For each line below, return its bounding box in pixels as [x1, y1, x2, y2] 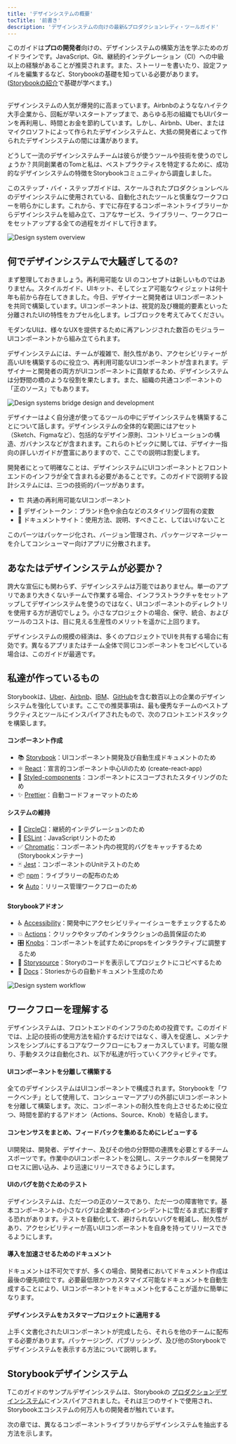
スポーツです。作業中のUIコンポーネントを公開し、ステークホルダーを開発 [7, 1154, 223, 1162]
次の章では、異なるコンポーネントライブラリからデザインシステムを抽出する [7, 1420, 229, 1429]
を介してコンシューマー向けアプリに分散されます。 [7, 539, 155, 548]
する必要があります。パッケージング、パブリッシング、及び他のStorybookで [7, 1336, 227, 1345]
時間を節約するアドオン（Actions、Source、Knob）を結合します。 [19, 1110, 212, 1119]
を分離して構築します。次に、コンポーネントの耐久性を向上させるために [7, 1102, 216, 1110]
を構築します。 [7, 719, 51, 727]
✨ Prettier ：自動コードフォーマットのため [17, 791, 138, 799]
